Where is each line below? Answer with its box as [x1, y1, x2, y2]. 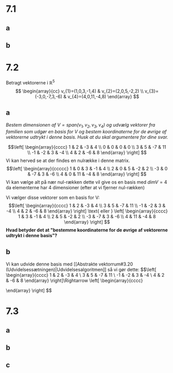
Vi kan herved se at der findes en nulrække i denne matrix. [6, 157, 130, 164]
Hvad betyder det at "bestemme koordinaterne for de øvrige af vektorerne [6, 227, 168, 233]
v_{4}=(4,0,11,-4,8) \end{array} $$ [67, 93, 140, 99]
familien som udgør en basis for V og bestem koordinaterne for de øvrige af [6, 129, 167, 135]
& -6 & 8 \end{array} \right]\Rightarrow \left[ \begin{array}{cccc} [6, 277, 143, 283]
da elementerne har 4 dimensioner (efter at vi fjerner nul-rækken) [6, 185, 145, 191]
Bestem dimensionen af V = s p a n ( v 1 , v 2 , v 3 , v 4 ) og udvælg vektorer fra [6, 122, 155, 129]
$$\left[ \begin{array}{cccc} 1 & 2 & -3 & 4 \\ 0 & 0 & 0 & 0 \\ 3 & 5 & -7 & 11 [8, 144, 166, 150]
